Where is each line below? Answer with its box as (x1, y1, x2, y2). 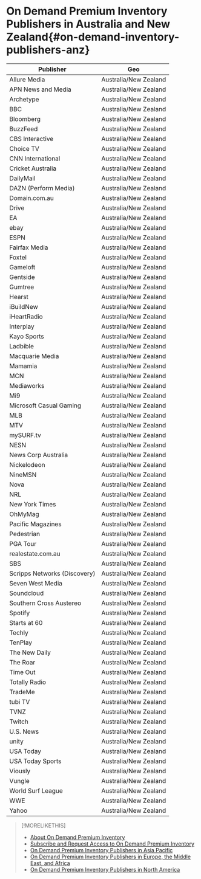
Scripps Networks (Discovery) (9, 569, 96, 577)
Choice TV (9, 144, 39, 153)
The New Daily (9, 648, 51, 657)
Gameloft (9, 263, 36, 271)
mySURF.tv (9, 430, 41, 439)
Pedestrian (9, 529, 41, 538)
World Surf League (9, 786, 64, 795)
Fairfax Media (9, 243, 48, 252)
